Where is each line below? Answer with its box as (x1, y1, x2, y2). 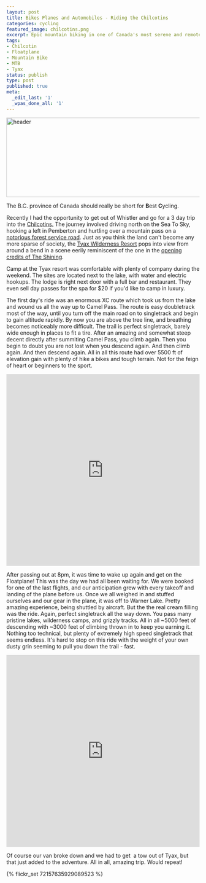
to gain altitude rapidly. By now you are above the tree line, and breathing (6, 316, 191, 323)
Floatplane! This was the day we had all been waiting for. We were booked (6, 577, 194, 585)
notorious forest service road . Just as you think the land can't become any (6, 233, 194, 241)
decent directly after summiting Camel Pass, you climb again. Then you (6, 335, 186, 343)
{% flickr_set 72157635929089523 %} (6, 870, 104, 877)
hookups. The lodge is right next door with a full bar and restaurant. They (6, 278, 191, 286)
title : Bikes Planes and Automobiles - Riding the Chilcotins (6, 15, 169, 21)
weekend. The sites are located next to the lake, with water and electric (6, 271, 187, 279)
